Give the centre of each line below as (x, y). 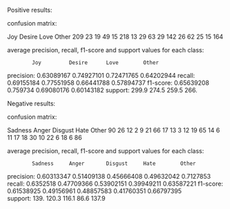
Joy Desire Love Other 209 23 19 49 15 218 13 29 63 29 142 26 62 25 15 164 (115, 37)
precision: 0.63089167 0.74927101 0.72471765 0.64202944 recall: (101, 76)
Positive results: (30, 10)
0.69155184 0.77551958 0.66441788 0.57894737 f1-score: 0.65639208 (108, 83)
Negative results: (31, 103)
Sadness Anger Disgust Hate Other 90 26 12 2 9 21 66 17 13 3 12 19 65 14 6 (114, 130)
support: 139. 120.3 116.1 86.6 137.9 (56, 198)
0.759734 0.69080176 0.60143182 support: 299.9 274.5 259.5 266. (103, 90)
